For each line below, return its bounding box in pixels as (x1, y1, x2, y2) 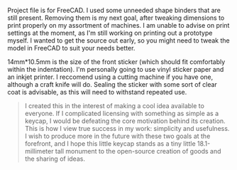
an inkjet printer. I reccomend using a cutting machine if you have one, (7, 73, 214, 81)
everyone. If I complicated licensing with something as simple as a (24, 110, 219, 117)
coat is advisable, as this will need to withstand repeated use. (7, 88, 187, 96)
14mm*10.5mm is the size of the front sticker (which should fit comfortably (7, 58, 226, 66)
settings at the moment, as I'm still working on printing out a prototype (7, 28, 213, 37)
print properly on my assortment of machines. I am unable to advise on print (7, 21, 230, 29)
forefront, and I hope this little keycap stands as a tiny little (24, 139, 197, 148)
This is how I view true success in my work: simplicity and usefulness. (24, 124, 230, 132)
